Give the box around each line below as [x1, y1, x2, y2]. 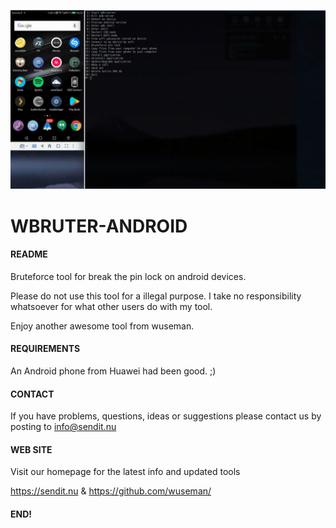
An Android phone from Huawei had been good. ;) [10, 365, 217, 377]
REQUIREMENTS [10, 343, 81, 355]
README [10, 248, 48, 260]
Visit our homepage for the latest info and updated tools [10, 466, 241, 478]
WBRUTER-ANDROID [10, 215, 188, 237]
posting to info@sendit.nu [10, 421, 117, 433]
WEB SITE [10, 443, 53, 455]
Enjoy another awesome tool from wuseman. [10, 320, 195, 332]
